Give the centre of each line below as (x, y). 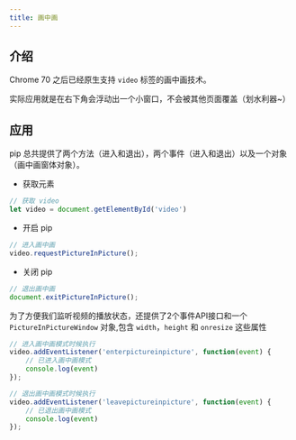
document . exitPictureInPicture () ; (74, 297)
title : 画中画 (34, 18)
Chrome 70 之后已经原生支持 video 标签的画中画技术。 (110, 80)
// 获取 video (35, 201)
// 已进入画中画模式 (58, 361)
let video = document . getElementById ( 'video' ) (98, 210)
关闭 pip (37, 271)
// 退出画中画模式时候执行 (53, 393)
